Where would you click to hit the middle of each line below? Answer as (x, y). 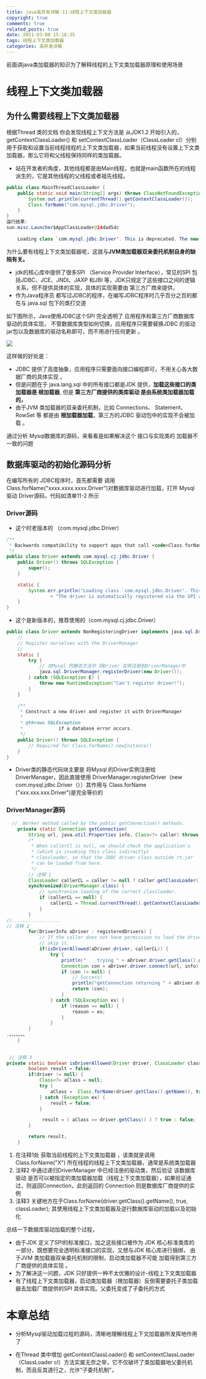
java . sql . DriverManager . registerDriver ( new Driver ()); (111, 672)
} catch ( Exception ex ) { (72, 1097)
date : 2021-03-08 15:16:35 (41, 35)
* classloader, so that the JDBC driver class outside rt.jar (112, 857)
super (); (40, 568)
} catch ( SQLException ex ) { (87, 1000)
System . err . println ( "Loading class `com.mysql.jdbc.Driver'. (108, 590)
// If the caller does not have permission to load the (112, 937)
